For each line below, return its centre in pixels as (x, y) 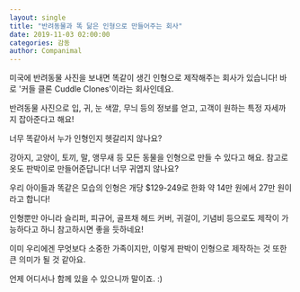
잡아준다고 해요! (46, 119)
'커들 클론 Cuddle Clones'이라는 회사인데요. (96, 89)
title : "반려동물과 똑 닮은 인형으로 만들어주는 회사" (96, 26)
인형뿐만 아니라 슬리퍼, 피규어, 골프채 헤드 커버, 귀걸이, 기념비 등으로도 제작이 (145, 218)
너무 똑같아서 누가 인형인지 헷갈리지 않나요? (86, 138)
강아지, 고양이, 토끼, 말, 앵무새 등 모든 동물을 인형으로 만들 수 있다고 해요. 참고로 (149, 157)
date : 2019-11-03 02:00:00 (60, 34)
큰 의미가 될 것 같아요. (48, 260)
